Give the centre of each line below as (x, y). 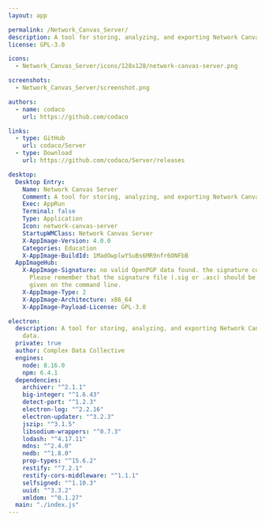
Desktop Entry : (40, 182)
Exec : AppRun (44, 204)
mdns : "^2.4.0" (47, 446)
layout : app (28, 15)
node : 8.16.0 (44, 365)
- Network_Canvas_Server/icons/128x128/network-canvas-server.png (127, 66)
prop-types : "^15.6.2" (60, 461)
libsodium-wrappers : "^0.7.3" (72, 432)
